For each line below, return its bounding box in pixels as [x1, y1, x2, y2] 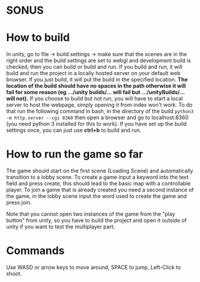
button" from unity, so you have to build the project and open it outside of [6, 217, 187, 224]
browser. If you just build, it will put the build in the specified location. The [6, 76, 188, 83]
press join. [6, 199, 32, 206]
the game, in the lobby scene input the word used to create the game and [6, 193, 187, 200]
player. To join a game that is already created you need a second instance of [6, 186, 194, 194]
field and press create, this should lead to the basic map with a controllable [6, 180, 191, 187]
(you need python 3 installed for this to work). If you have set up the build [6, 120, 187, 128]
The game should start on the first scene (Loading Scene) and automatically [6, 168, 193, 175]
